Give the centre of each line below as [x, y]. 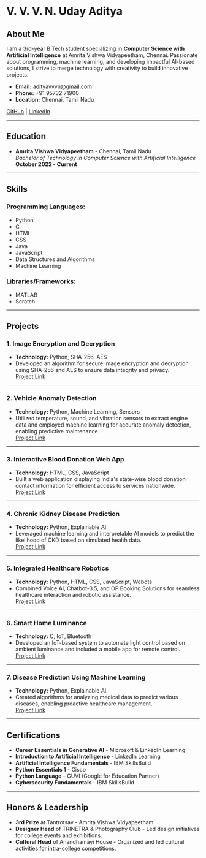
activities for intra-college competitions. [66, 848]
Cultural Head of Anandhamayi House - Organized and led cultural [100, 841]
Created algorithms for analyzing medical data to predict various [97, 697]
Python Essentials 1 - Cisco [51, 770]
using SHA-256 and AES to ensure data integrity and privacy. [92, 370]
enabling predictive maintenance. [57, 431]
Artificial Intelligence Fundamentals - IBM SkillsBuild [83, 763]
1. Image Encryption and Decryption [61, 344]
